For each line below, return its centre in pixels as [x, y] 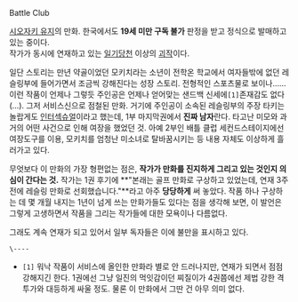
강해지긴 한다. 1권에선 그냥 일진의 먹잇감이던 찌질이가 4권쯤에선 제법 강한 [149, 278]
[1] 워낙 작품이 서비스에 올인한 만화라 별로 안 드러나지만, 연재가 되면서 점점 [152, 266]
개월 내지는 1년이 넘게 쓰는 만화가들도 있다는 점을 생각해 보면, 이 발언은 [159, 202]
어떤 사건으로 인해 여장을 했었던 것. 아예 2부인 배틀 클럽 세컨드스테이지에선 [155, 127]
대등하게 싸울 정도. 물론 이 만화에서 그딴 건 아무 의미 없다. [145, 289]
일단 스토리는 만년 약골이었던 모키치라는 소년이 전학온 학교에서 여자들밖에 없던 [145, 72]
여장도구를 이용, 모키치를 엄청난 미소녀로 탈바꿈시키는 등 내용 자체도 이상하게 [142, 139]
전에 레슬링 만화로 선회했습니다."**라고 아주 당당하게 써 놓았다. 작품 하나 [134, 191]
